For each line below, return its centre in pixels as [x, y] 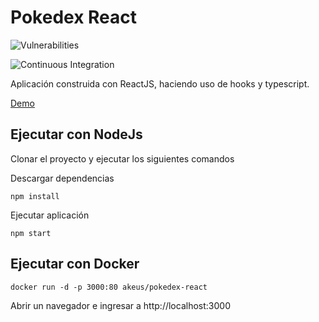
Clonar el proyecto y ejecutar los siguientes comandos [122, 158]
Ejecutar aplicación [50, 215]
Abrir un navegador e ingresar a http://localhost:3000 [120, 305]
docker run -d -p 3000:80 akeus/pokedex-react [109, 287]
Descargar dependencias [62, 178]
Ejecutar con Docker [75, 264]
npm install [35, 196]
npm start [31, 233]
